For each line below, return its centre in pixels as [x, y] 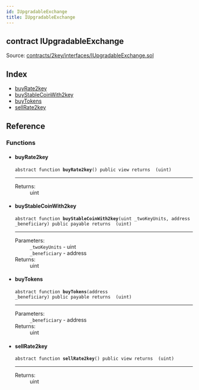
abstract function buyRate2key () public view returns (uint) [93, 170]
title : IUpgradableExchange [41, 17]
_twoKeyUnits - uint [53, 246]
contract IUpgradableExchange [65, 41]
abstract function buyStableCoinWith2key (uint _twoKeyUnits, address [102, 218]
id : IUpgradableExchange [37, 12]
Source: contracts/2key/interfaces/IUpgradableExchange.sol [80, 56]
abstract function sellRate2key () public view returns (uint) [94, 359]
